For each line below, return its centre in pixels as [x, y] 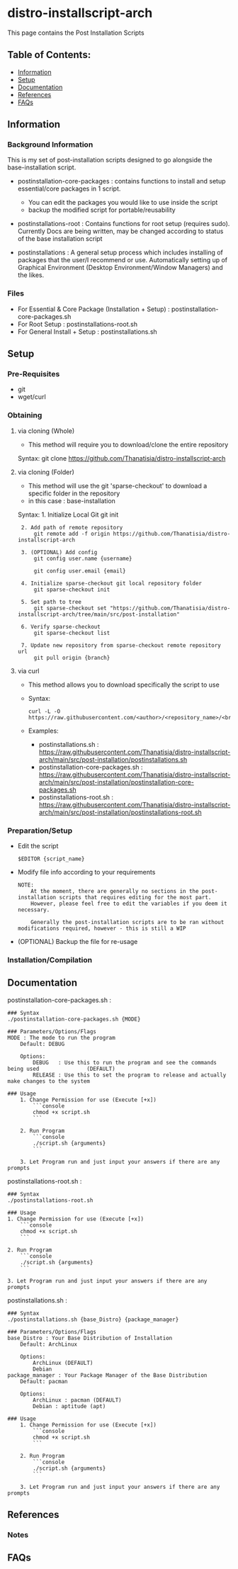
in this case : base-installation [72, 500]
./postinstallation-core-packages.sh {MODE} [74, 1019]
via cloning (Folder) [46, 472]
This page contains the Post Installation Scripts [76, 33]
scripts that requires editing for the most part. [135, 898]
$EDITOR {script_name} [51, 859]
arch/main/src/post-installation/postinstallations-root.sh [120, 812]
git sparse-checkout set [70, 608]
